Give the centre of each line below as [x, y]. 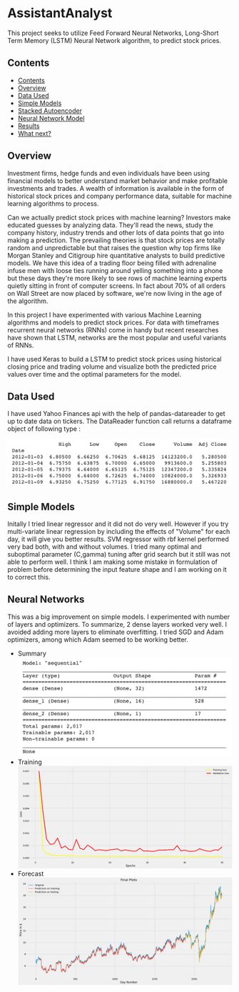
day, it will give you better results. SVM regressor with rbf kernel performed [118, 539]
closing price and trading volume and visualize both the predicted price [112, 367]
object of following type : [44, 429]
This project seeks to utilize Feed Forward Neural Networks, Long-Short [113, 33]
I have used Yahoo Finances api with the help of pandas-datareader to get [117, 414]
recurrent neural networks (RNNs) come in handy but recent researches [113, 329]
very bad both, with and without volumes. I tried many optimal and [105, 546]
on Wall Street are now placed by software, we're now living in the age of [115, 293]
